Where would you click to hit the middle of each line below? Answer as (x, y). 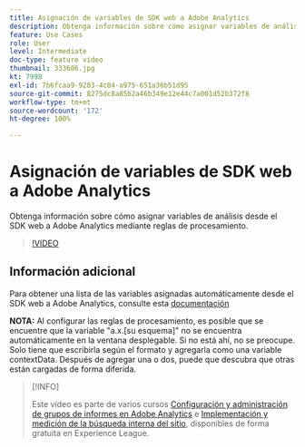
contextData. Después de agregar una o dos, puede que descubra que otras (152, 359)
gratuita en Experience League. (90, 432)
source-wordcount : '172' (56, 111)
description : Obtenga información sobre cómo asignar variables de (140, 26)
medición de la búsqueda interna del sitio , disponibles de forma (150, 423)
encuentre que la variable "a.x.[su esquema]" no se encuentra (126, 330)
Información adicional (73, 272)
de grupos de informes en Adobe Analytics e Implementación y (150, 413)
